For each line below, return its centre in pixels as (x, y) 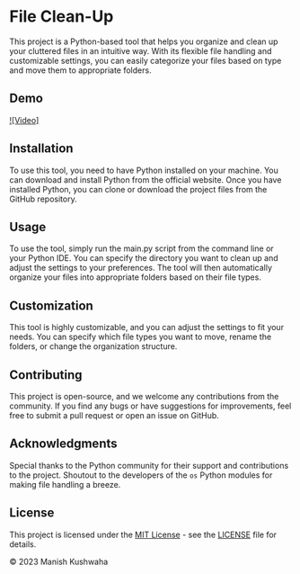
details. (23, 544)
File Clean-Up (62, 17)
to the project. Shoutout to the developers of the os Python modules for (141, 475)
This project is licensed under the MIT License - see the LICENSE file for (143, 534)
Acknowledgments (64, 444)
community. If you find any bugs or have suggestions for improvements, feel (150, 406)
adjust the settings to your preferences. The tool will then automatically (141, 268)
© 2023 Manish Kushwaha (59, 561)
